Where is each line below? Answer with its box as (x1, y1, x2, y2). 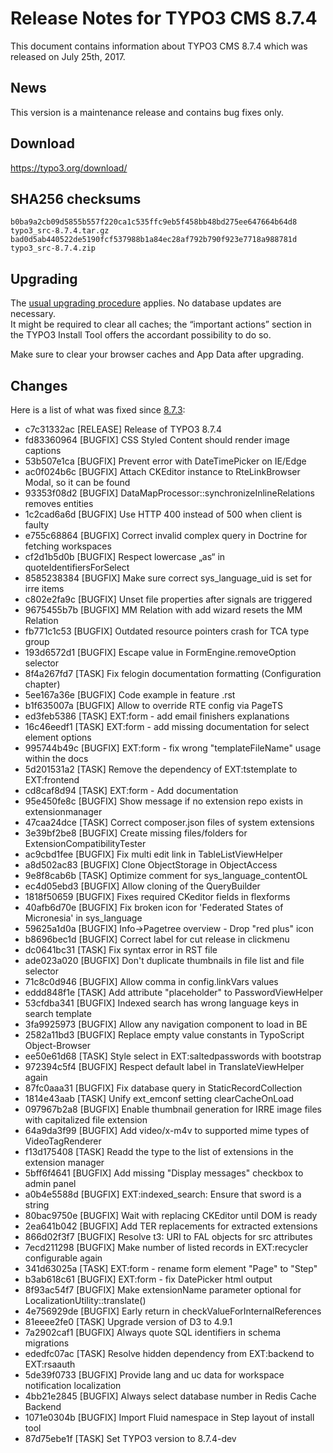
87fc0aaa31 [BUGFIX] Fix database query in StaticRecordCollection (24, 1082, 303, 1094)
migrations (24, 1337, 70, 1349)
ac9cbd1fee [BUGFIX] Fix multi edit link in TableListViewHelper (24, 848, 283, 860)
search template (24, 1008, 92, 1019)
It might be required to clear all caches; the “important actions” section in (10, 318, 312, 331)
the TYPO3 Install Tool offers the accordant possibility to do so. (10, 329, 272, 341)
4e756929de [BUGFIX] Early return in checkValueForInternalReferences (24, 1305, 322, 1317)
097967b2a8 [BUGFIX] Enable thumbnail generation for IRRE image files (24, 1103, 322, 1115)
